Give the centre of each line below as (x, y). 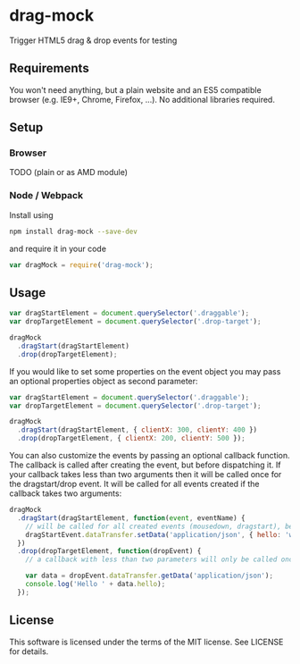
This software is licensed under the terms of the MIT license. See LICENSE (146, 642)
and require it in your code (58, 248)
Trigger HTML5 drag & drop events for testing (93, 40)
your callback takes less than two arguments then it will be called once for (146, 475)
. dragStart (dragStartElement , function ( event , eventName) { (131, 518)
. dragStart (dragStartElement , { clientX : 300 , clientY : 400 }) (137, 430)
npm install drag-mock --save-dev (74, 231)
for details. (29, 651)
